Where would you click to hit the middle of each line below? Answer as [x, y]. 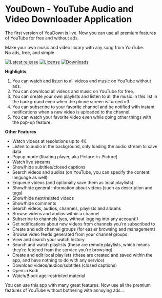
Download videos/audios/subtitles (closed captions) [64, 265]
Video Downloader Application [69, 19]
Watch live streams [31, 162]
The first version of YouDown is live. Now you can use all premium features [81, 33]
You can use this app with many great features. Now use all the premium [78, 285]
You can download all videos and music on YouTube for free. [73, 91]
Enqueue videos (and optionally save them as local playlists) [73, 182]
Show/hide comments [34, 203]
